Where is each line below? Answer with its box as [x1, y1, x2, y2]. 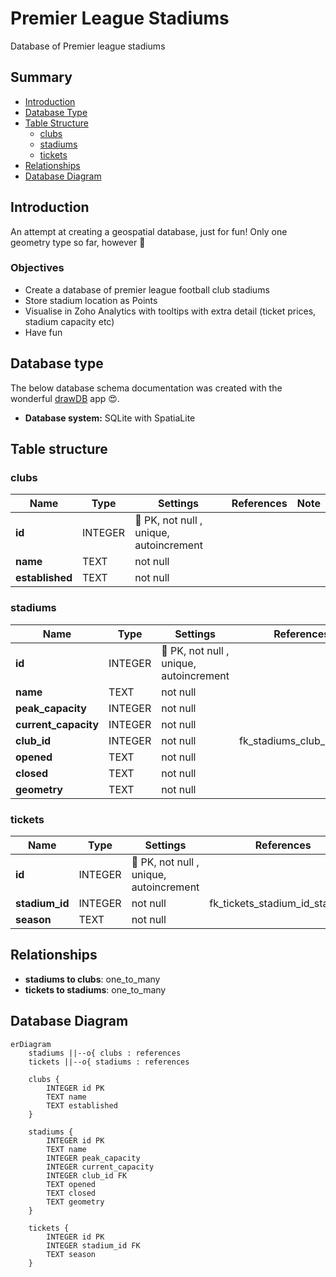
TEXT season [46, 1249, 97, 1259]
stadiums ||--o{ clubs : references [28, 1048, 182, 1058]
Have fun [24, 326, 63, 338]
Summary [10, 69, 73, 86]
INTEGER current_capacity [46, 1162, 155, 1172]
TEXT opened [46, 1179, 97, 1189]
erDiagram [10, 1039, 52, 1049]
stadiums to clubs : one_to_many [24, 973, 161, 985]
